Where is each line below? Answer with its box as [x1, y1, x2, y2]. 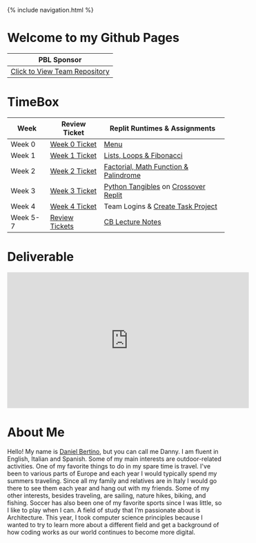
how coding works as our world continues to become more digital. [7, 528, 195, 536]
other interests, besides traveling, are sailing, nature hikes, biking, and [7, 491, 206, 500]
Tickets [50, 221, 75, 230]
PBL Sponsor [38, 55, 82, 64]
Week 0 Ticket [50, 139, 97, 149]
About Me [7, 424, 65, 440]
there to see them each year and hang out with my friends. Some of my [7, 484, 210, 492]
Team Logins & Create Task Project [104, 201, 217, 211]
